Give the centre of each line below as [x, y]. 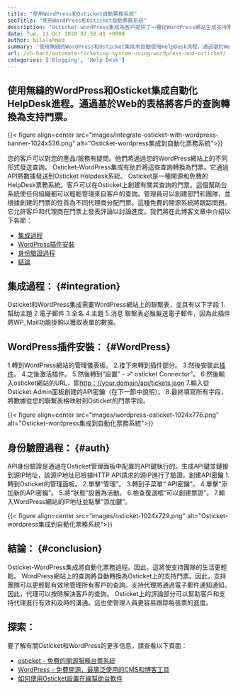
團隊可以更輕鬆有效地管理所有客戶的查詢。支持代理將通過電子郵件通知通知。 [119, 585]
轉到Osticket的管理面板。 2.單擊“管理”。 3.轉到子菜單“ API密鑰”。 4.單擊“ [114, 484]
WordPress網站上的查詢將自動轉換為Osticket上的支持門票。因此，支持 [124, 576]
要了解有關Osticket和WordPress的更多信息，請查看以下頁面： [97, 645]
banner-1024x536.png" [41, 143]
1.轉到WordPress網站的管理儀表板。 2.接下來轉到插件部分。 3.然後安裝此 [113, 365]
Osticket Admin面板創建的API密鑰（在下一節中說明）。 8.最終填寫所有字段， [117, 392]
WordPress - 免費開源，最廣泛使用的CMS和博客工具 [93, 669]
